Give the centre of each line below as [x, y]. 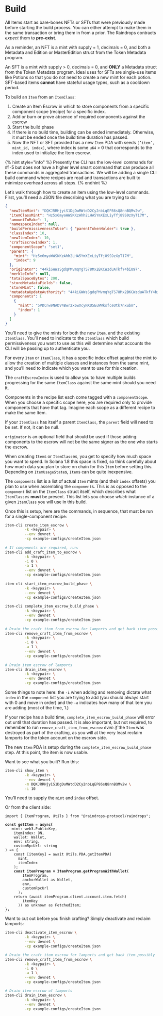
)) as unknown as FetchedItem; [49, 905]
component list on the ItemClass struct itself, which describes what [70, 492]
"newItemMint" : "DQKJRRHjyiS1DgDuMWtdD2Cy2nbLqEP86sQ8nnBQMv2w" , [77, 211]
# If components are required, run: [42, 548]
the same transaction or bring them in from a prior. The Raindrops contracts [81, 33]
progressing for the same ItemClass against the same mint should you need [81, 382]
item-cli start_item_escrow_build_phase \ [49, 584]
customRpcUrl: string [35, 846]
